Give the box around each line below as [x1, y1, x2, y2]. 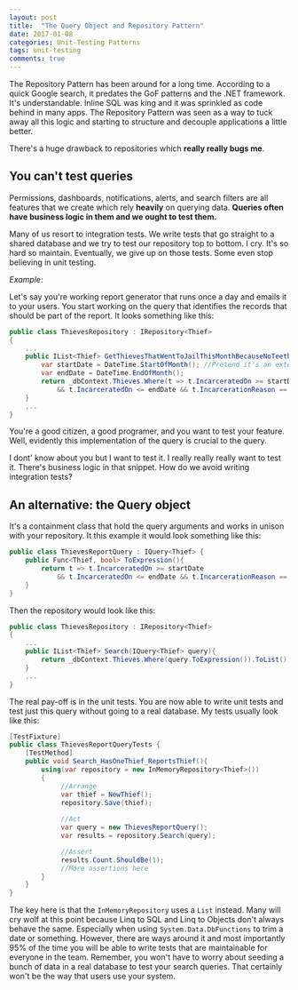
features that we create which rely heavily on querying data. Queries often [9, 202, 284, 212]
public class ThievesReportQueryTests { [9, 740, 161, 749]
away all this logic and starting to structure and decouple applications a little [9, 116, 287, 127]
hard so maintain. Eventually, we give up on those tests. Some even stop [9, 247, 273, 258]
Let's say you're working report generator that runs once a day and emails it [9, 291, 287, 302]
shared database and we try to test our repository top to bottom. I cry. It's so [9, 237, 289, 249]
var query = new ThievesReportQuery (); [60, 823, 208, 832]
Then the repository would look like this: [9, 605, 156, 616]
